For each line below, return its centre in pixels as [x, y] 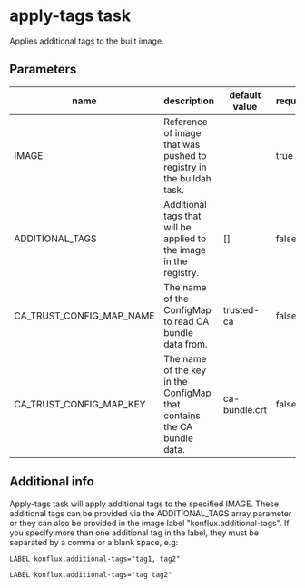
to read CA [186, 321]
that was [182, 144]
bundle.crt [245, 409]
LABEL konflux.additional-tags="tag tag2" [91, 574]
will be [177, 227]
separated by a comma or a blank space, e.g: [94, 542]
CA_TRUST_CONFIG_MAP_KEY [80, 404]
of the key [185, 370]
